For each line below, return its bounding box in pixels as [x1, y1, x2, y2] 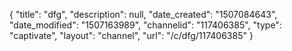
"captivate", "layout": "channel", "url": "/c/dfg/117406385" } [9, 30, 254, 41]
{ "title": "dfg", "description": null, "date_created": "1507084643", [9, 9, 278, 20]
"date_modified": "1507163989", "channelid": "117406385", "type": [9, 19, 282, 31]
